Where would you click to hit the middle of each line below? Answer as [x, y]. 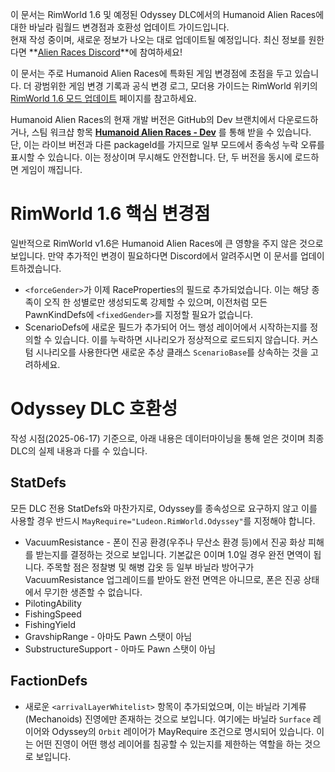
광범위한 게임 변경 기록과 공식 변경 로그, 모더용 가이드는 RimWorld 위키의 [175, 86]
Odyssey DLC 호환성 [94, 409]
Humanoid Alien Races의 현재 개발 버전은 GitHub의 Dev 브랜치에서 [143, 119]
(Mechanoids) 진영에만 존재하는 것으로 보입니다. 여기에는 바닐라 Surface [168, 719]
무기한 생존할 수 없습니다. [93, 592]
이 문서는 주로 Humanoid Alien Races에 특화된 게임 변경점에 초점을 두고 [151, 73]
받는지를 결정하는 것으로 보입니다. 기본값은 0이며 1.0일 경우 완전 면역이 [173, 554]
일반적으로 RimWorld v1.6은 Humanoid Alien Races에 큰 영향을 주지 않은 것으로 [167, 243]
